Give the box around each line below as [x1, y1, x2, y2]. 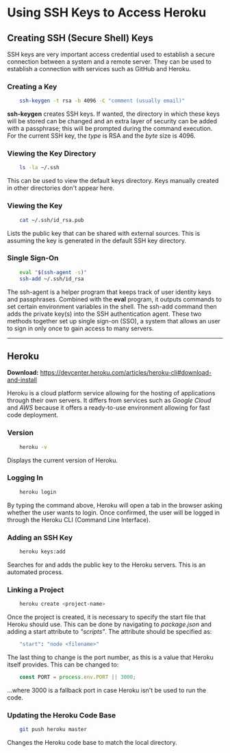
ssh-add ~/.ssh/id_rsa [19, 275, 84, 282]
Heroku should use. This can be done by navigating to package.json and [7, 620, 212, 628]
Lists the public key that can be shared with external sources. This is [7, 229, 201, 237]
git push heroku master [19, 726, 88, 733]
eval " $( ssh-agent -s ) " [19, 269, 88, 275]
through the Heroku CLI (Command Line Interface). [7, 515, 151, 523]
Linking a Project [7, 584, 64, 594]
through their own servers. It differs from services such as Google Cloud [7, 396, 212, 405]
